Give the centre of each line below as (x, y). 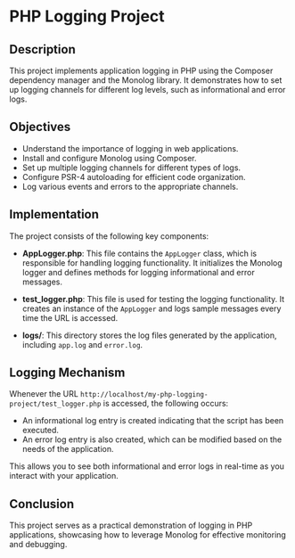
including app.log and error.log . (82, 344)
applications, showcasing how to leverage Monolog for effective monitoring (148, 535)
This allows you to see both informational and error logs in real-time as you (147, 466)
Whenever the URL (44, 394)
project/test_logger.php (55, 404)
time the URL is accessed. (70, 317)
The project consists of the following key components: (109, 236)
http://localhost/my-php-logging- (144, 395)
